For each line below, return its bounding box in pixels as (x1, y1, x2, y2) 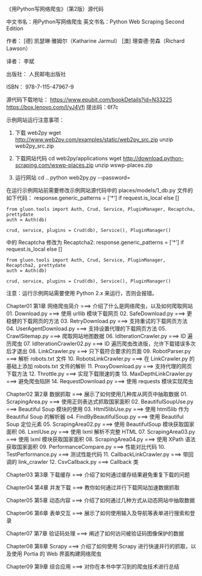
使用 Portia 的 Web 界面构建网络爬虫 (11, 550, 102, 557)
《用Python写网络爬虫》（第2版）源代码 (6, 5, 104, 12)
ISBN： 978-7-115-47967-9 (6, 83, 74, 90)
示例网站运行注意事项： (6, 116, 65, 124)
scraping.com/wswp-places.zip (14, 161, 94, 169)
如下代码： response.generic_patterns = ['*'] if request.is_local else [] (6, 195, 180, 201)
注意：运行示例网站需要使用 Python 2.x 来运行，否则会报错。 (6, 290, 158, 296)
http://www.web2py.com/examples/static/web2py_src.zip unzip (14, 136, 174, 143)
